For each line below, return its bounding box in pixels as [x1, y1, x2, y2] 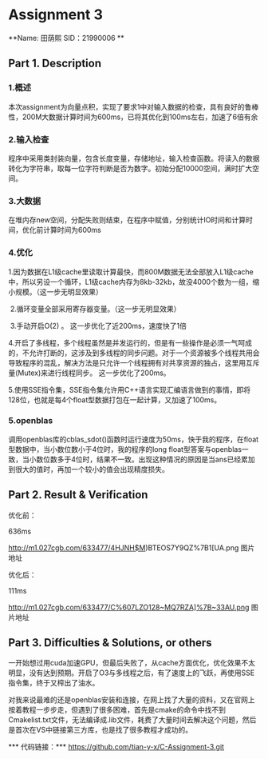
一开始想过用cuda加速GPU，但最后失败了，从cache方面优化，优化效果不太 [8, 658, 255, 668]
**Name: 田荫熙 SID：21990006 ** [8, 33, 125, 42]
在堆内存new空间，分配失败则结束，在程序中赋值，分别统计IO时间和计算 [8, 215, 246, 225]
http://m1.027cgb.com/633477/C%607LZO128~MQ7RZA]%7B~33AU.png [8, 602, 250, 612]
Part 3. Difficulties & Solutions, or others [8, 636, 213, 649]
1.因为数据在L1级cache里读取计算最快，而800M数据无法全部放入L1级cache [8, 266, 254, 277]
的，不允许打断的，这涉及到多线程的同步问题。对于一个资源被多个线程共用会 [8, 348, 260, 358]
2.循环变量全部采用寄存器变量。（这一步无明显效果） [10, 304, 181, 314]
